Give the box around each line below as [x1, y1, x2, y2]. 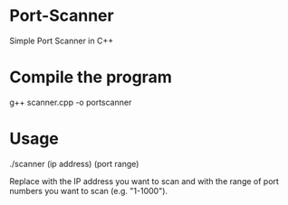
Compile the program [9, 67, 172, 88]
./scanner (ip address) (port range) [9, 158, 139, 169]
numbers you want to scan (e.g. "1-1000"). [9, 185, 168, 196]
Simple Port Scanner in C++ [9, 35, 114, 46]
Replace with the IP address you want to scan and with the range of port [9, 175, 279, 186]
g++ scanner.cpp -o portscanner [9, 97, 132, 107]
